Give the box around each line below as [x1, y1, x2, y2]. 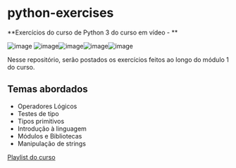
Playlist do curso [7, 153, 56, 161]
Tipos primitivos [17, 117, 65, 125]
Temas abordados [7, 83, 88, 96]
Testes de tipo [17, 109, 59, 117]
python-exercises [7, 5, 114, 21]
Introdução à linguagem [17, 124, 87, 133]
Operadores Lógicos [17, 102, 77, 110]
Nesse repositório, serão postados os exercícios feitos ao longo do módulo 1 [7, 55, 229, 64]
